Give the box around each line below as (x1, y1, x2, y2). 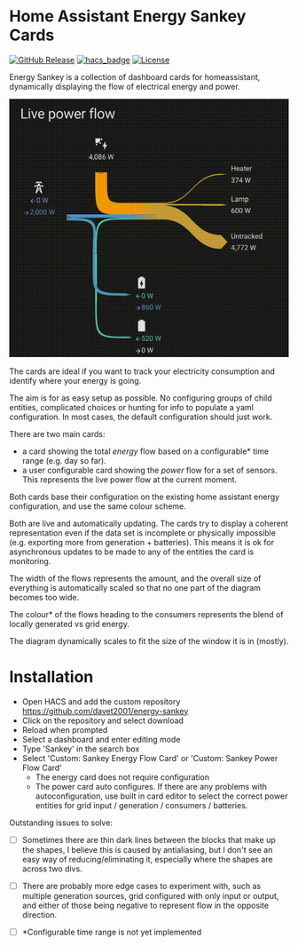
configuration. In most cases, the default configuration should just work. (9, 411, 273, 422)
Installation (9, 666, 94, 687)
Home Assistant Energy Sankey (9, 6, 247, 27)
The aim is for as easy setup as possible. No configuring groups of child (9, 393, 272, 403)
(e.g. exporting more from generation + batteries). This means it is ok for (9, 537, 275, 547)
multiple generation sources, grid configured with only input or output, (21, 890, 279, 901)
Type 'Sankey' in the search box (21, 743, 140, 754)
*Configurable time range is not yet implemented (21, 926, 202, 937)
